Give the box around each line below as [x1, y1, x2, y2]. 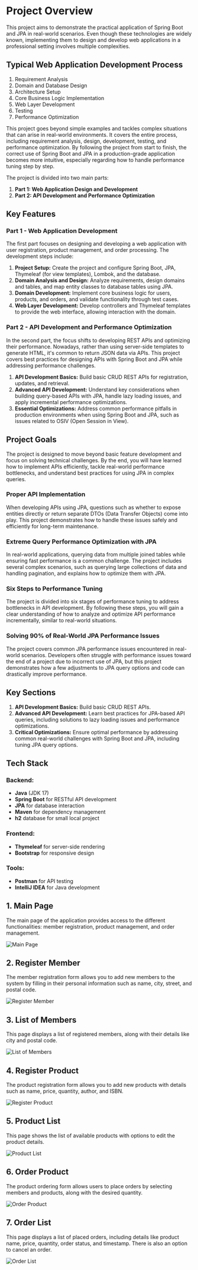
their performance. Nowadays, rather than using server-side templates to [6, 343, 184, 350]
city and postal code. [6, 1037, 58, 1044]
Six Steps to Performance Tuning [6, 585, 103, 593]
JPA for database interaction [14, 802, 85, 810]
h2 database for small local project [14, 815, 100, 822]
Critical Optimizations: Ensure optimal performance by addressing [14, 728, 178, 735]
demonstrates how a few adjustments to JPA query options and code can [6, 664, 185, 671]
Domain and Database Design [14, 82, 87, 89]
